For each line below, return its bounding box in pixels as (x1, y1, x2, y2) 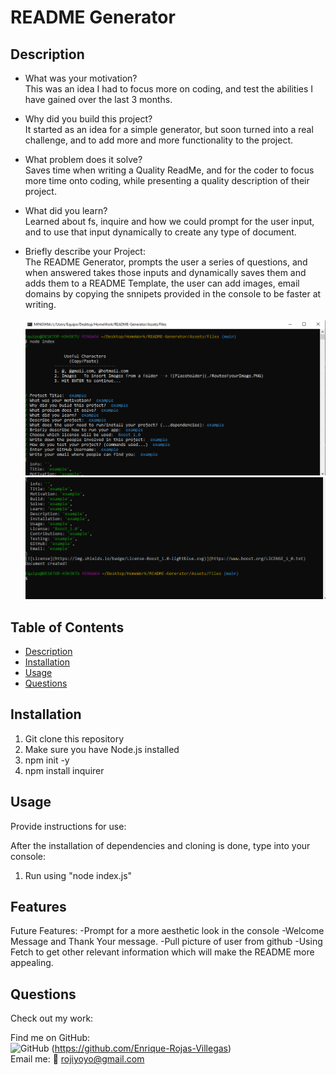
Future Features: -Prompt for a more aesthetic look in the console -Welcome (10, 925, 325, 937)
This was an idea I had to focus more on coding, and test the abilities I (24, 83, 314, 95)
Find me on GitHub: (10, 1032, 91, 1044)
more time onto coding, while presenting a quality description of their (24, 175, 310, 186)
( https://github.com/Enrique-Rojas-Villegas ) (51, 1042, 232, 1055)
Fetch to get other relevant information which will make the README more (10, 946, 315, 958)
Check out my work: (10, 1012, 94, 1025)
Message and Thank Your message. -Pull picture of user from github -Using (10, 936, 323, 948)
